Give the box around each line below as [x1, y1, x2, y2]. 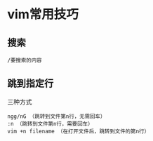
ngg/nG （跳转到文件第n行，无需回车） [7, 113, 106, 120]
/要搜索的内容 [7, 57, 42, 64]
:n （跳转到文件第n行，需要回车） [7, 120, 93, 127]
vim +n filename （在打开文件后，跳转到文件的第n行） [7, 128, 149, 135]
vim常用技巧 [7, 6, 79, 22]
